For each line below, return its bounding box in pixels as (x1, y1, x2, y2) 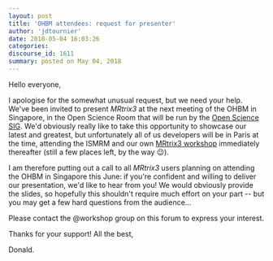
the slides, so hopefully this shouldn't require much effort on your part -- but (8, 189, 265, 198)
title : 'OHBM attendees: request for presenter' (8, 20, 176, 28)
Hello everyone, (8, 79, 62, 89)
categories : (8, 42, 49, 50)
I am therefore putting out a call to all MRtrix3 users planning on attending (8, 163, 255, 172)
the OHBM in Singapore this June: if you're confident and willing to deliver (8, 172, 257, 181)
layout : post (8, 11, 53, 20)
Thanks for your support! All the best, (8, 228, 134, 238)
